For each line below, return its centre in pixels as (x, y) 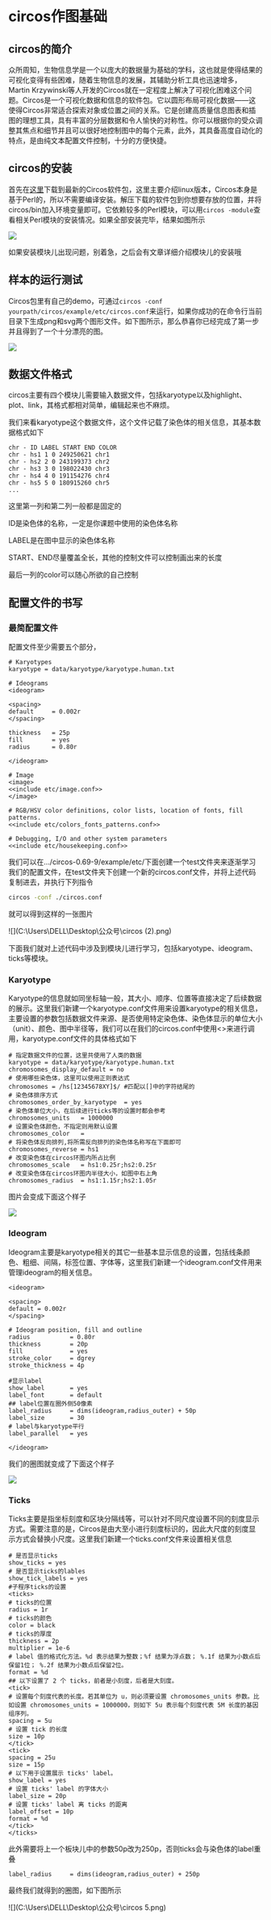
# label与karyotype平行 (46, 1426)
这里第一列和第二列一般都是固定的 (65, 506)
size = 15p (27, 1765)
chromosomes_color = (46, 1134)
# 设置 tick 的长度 (38, 1729)
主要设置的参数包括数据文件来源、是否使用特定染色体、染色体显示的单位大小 (135, 1019)
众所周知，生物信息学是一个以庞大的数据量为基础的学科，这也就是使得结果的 (135, 70)
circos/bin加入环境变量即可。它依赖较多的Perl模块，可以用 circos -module (131, 209)
